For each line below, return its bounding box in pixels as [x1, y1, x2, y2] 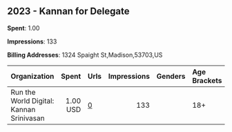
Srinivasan [10, 113, 45, 123]
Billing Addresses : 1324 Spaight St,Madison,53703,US [7, 50, 163, 59]
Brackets [192, 75, 222, 85]
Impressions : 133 [7, 37, 57, 46]
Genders [156, 71, 186, 81]
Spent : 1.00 [7, 23, 40, 32]
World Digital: [10, 96, 55, 106]
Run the [10, 87, 36, 97]
